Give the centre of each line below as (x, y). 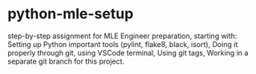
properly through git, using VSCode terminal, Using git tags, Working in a (128, 53)
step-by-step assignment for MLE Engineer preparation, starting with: (122, 36)
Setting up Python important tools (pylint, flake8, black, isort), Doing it (123, 44)
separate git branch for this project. (66, 61)
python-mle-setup (71, 14)
